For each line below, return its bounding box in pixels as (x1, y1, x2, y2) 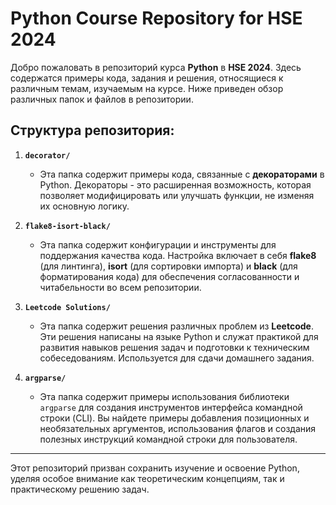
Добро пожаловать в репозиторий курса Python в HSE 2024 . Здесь (10, 61, 302, 73)
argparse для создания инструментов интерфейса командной (39, 401, 303, 413)
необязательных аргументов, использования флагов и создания (39, 422, 317, 434)
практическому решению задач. (10, 483, 150, 495)
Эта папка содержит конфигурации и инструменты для (39, 238, 277, 251)
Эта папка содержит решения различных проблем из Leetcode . (39, 320, 314, 332)
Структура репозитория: (10, 122, 175, 139)
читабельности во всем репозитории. (39, 281, 202, 293)
